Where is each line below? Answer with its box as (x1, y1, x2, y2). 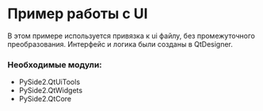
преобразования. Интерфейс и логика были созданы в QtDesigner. (7, 39, 233, 48)
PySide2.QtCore (18, 94, 72, 104)
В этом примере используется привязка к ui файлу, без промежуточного (7, 31, 255, 40)
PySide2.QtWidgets (18, 86, 83, 95)
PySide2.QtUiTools (18, 77, 81, 87)
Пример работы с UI (7, 5, 148, 23)
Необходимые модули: (7, 59, 102, 70)
